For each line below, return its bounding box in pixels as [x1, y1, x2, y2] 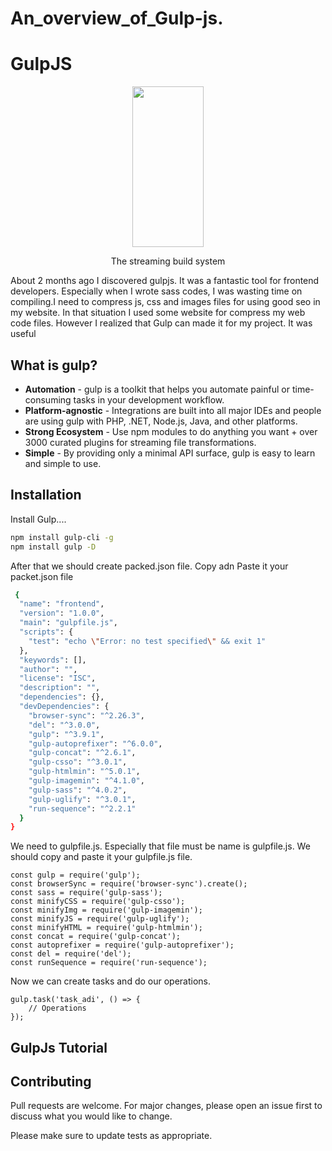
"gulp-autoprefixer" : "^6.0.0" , [28, 738, 163, 749]
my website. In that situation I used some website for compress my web [10, 307, 306, 319]
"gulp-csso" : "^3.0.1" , [28, 757, 128, 767]
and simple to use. [24, 457, 102, 469]
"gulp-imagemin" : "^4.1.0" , [28, 776, 145, 786]
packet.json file [10, 570, 74, 582]
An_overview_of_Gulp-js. [10, 7, 224, 30]
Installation [10, 487, 82, 504]
